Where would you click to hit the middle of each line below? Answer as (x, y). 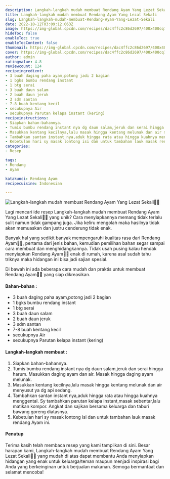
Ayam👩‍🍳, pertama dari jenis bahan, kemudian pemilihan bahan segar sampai (85, 243)
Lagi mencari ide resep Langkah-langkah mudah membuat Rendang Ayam (82, 212)
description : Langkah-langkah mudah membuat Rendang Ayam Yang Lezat (80, 10)
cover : (12, 52)
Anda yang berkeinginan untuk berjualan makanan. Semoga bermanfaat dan (85, 466)
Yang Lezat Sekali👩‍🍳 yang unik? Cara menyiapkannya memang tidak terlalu (84, 217)
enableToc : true (22, 38)
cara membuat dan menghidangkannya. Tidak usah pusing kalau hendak (81, 249)
